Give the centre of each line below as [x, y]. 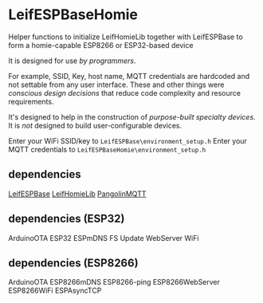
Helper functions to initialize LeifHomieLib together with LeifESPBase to [126, 37]
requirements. [31, 101]
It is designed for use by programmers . [73, 61]
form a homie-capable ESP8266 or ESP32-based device [101, 45]
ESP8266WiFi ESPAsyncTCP [55, 291]
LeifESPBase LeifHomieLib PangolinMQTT [77, 194]
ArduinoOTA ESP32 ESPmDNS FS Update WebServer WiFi [104, 238]
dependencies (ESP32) [67, 219]
